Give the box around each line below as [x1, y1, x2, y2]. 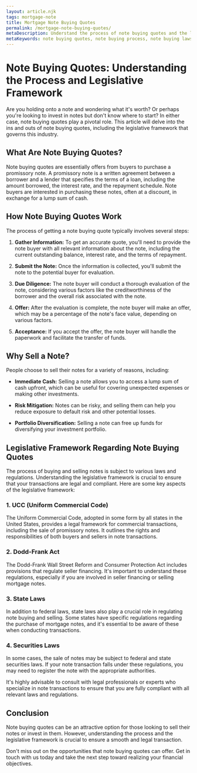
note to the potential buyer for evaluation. [14, 269, 115, 276]
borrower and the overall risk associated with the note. [14, 292, 147, 300]
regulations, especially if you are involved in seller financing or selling [6, 574, 174, 581]
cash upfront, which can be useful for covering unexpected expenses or [14, 384, 189, 391]
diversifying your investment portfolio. [14, 426, 107, 433]
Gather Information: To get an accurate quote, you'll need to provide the [14, 239, 191, 246]
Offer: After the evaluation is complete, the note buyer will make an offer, [14, 304, 191, 311]
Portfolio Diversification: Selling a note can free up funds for [14, 420, 163, 427]
